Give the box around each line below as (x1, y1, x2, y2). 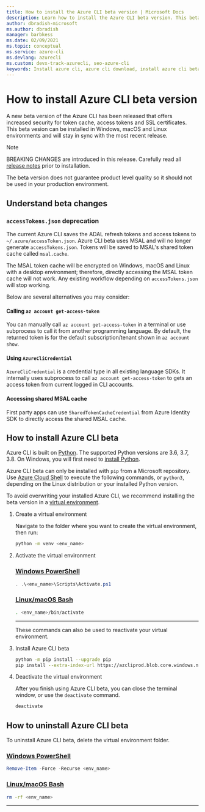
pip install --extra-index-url (15, 662, 95, 668)
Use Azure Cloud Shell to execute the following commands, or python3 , (6, 474, 185, 481)
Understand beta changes (6, 198, 108, 209)
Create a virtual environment (15, 510, 87, 518)
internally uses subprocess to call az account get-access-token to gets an (6, 374, 192, 382)
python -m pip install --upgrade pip (15, 656, 112, 663)
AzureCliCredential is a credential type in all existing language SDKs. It (6, 368, 185, 375)
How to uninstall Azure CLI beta (6, 720, 129, 731)
